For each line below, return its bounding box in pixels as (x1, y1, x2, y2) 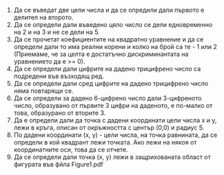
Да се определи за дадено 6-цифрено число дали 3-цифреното (13, 94, 202, 102)
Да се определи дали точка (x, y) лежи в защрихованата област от (13, 153, 212, 161)
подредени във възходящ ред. (13, 72, 105, 80)
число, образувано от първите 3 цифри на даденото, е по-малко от (13, 102, 213, 109)
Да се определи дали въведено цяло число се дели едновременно (13, 21, 213, 28)
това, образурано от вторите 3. (13, 109, 106, 117)
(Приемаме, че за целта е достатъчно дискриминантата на (13, 50, 189, 58)
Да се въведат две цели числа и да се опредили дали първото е (13, 6, 205, 14)
